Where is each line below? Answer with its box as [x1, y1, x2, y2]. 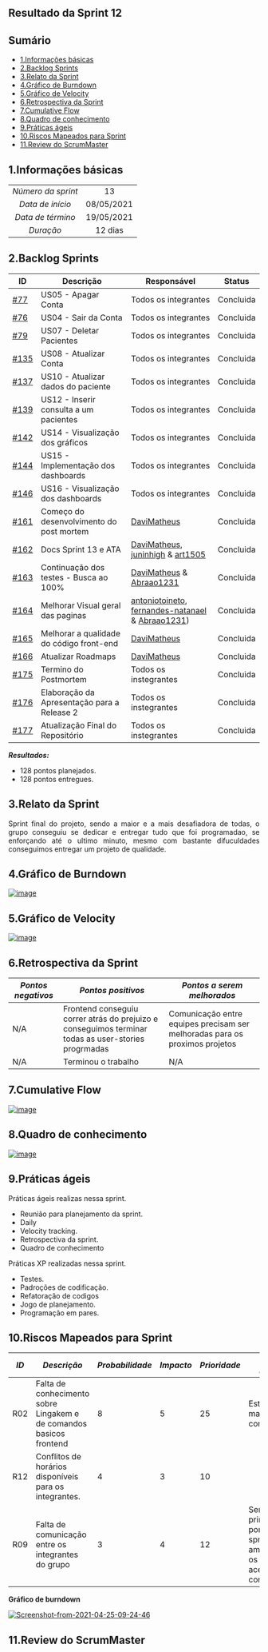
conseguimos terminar [63, 1024, 148, 1035]
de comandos [35, 1419, 88, 1430]
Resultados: [8, 750, 49, 760]
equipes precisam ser [168, 1019, 250, 1030]
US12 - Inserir [41, 393, 96, 405]
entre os [35, 1539, 67, 1550]
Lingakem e [35, 1408, 80, 1419]
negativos [14, 990, 53, 1001]
